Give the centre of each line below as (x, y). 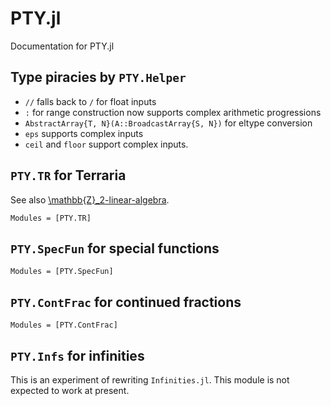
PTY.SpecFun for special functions (115, 248)
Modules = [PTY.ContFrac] (64, 325)
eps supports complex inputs (84, 133)
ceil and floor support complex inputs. (106, 144)
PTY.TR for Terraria (68, 175)
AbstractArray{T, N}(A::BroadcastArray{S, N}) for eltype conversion (168, 123)
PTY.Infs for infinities (77, 355)
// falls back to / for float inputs (90, 101)
